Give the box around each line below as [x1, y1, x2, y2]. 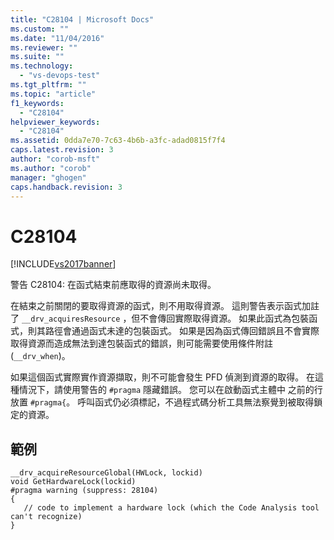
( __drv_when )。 [10, 350, 71, 362]
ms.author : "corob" [10, 163, 92, 173]
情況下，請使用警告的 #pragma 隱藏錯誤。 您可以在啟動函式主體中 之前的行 [18, 384, 323, 396]
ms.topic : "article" [10, 89, 97, 99]
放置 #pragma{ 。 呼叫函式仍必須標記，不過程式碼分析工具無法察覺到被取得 [10, 396, 315, 408]
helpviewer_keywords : [10, 117, 101, 127]
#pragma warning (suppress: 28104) [10, 486, 159, 496]
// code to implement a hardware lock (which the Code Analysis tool [23, 503, 320, 513]
